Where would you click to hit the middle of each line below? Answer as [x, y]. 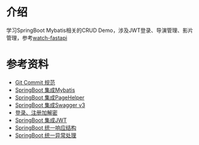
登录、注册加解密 [36, 112]
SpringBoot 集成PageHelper [49, 97]
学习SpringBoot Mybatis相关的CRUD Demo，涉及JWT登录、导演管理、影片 [100, 30]
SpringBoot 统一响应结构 [46, 127]
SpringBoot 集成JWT [41, 120]
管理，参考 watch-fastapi [37, 37]
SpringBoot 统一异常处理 [46, 135]
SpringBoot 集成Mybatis [45, 90]
